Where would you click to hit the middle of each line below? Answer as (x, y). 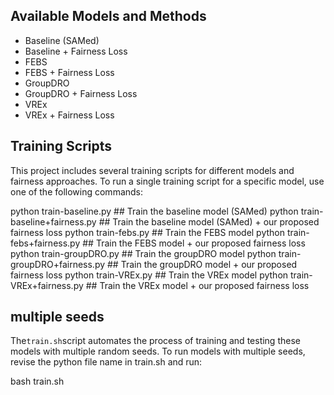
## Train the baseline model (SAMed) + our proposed (209, 221)
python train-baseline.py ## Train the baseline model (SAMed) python (154, 211)
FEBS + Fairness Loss (69, 72)
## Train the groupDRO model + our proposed (202, 264)
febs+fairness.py (45, 243)
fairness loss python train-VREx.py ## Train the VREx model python (149, 275)
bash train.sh (37, 381)
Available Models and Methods (108, 16)
